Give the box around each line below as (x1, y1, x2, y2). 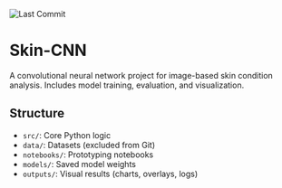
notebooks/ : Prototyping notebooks (22, 149, 154, 160)
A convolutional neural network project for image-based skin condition (9, 70, 274, 80)
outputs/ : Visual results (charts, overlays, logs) (22, 168, 199, 179)
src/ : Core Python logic (22, 129, 112, 140)
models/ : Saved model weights (22, 158, 136, 169)
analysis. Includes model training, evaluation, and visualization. (9, 80, 245, 90)
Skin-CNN (9, 41, 88, 61)
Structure (9, 106, 65, 121)
